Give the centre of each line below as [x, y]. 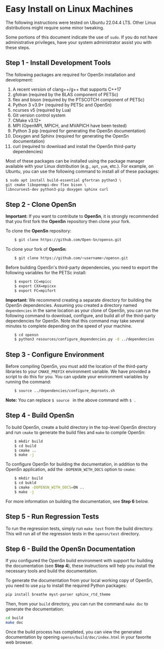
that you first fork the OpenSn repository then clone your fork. [68, 222]
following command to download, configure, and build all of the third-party [81, 315]
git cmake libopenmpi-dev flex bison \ [46, 185]
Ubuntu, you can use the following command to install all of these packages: [82, 171]
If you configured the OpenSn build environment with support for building [79, 561]
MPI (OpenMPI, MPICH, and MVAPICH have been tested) [70, 125]
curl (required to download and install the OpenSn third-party [74, 146]
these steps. [18, 47]
